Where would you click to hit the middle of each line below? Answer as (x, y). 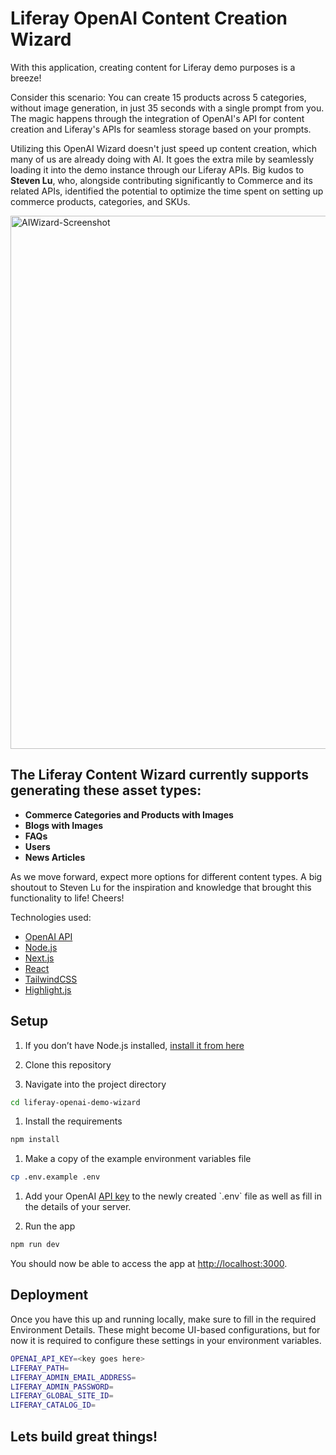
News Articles (55, 857)
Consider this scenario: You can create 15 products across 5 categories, (158, 97)
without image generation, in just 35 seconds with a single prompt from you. (167, 108)
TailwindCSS (51, 979)
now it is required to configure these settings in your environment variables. (166, 1340)
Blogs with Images (64, 825)
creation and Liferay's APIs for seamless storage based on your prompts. (161, 129)
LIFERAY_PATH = (40, 1368)
